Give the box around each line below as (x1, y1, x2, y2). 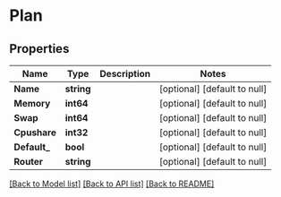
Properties (9, 41, 70, 56)
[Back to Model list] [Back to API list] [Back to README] (9, 178, 215, 189)
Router (13, 156, 43, 167)
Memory (13, 98, 51, 109)
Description (99, 68, 150, 80)
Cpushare (13, 126, 56, 139)
